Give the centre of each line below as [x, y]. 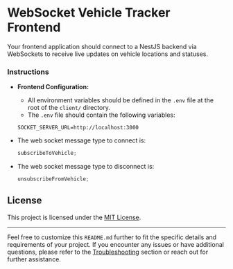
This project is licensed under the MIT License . [74, 217]
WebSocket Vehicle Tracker [89, 13]
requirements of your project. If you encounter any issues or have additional [115, 244]
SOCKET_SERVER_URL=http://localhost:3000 [78, 128]
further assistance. [34, 259]
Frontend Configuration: [53, 87]
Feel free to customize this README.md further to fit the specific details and [112, 237]
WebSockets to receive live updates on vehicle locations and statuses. [108, 54]
